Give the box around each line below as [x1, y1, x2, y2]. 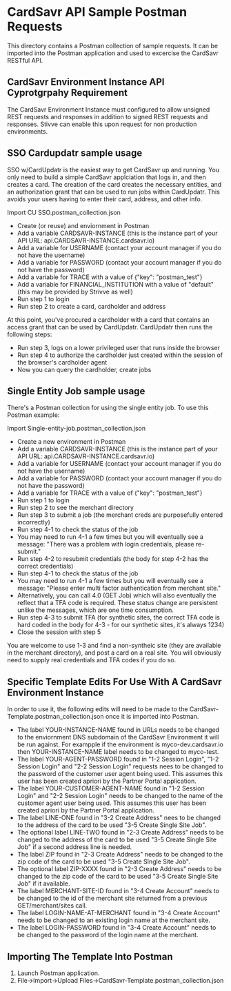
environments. [7, 127, 48, 135]
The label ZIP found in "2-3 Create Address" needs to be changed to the [17, 850, 223, 859]
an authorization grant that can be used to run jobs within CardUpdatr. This [7, 187, 221, 196]
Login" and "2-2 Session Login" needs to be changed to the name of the [17, 792, 223, 800]
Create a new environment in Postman [17, 438, 126, 446]
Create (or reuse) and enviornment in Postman [17, 221, 150, 229]
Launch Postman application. [17, 969, 100, 977]
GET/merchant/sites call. [17, 901, 88, 910]
